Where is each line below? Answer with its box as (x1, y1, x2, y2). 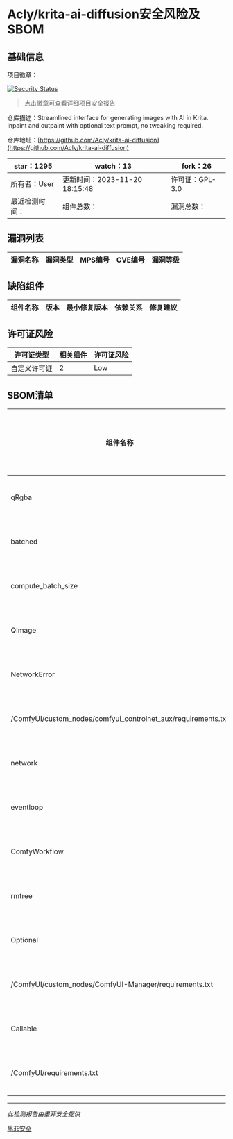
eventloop (10, 803, 44, 813)
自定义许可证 (10, 364, 53, 374)
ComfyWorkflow (10, 847, 64, 856)
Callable (10, 1024, 37, 1033)
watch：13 (94, 161, 132, 171)
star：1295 (13, 161, 53, 171)
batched (10, 537, 38, 547)
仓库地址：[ (7, 136, 40, 144)
